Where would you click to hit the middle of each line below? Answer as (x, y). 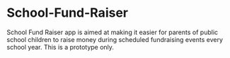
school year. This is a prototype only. (61, 47)
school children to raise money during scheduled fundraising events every (115, 39)
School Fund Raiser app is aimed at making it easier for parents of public (113, 32)
